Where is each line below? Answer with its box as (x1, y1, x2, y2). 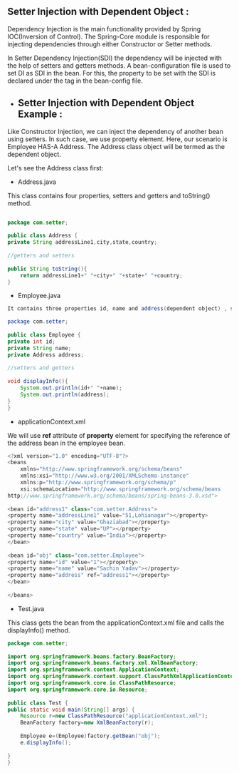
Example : (17, 108, 63, 121)
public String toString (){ (7, 265, 87, 272)
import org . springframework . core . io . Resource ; (7, 686, 148, 693)
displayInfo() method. (7, 625, 70, 634)
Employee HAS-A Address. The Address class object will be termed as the (7, 142, 225, 150)
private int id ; (7, 338, 55, 345)
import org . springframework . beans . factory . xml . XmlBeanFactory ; (7, 660, 199, 667)
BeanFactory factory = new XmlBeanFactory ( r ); (20, 720, 154, 727)
